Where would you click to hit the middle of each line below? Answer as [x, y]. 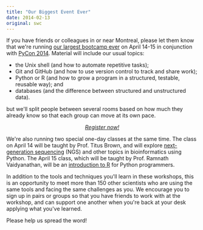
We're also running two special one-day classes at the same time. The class [101, 139]
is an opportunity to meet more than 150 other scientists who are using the [99, 183]
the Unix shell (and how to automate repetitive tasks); [82, 65]
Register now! [102, 127]
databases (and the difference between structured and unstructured [101, 91]
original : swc [24, 23]
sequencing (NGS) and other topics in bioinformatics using [108, 152]
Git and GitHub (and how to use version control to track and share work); [106, 72]
